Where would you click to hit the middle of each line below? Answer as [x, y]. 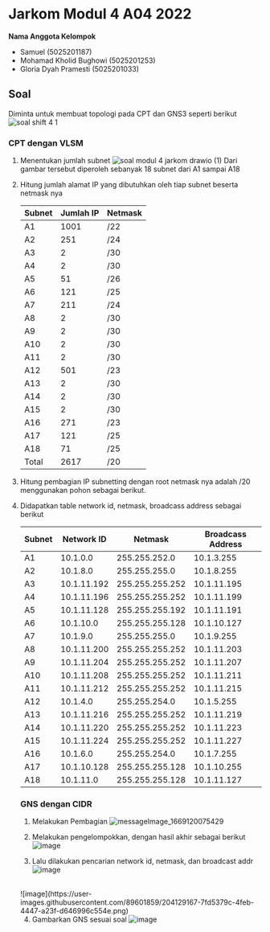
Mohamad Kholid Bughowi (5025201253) [88, 60]
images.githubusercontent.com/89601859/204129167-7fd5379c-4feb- [137, 902]
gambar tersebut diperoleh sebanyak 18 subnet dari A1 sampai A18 [130, 169]
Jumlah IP [80, 213]
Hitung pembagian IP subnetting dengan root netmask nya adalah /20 [135, 482]
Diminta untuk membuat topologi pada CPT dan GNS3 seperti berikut [123, 113]
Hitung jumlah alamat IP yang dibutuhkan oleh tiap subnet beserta [129, 185]
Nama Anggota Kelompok [52, 36]
